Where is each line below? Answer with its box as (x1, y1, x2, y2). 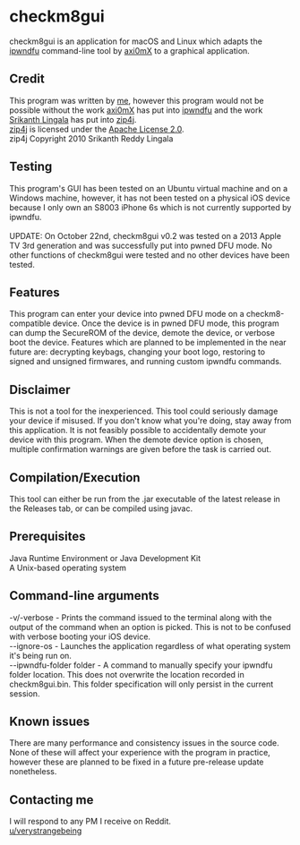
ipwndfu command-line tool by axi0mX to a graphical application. (9, 45, 251, 55)
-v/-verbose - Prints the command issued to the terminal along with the (9, 611, 272, 623)
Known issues (9, 714, 90, 730)
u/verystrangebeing (9, 825, 82, 836)
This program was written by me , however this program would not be (9, 95, 264, 106)
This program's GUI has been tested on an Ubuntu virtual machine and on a (9, 183, 288, 193)
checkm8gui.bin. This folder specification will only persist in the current (9, 679, 274, 689)
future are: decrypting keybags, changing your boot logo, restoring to (9, 346, 266, 357)
